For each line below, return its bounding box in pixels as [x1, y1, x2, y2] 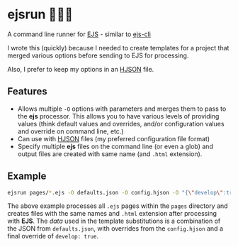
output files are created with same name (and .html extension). [17, 149, 203, 158]
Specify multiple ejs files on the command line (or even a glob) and [17, 142, 214, 150]
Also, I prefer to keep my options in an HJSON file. [7, 65, 154, 73]
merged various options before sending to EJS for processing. [7, 51, 189, 60]
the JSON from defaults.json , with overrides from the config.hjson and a [7, 224, 223, 233]
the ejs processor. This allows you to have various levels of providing [17, 111, 220, 120]
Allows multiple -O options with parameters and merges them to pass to [17, 104, 227, 113]
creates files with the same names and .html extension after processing [7, 209, 217, 218]
